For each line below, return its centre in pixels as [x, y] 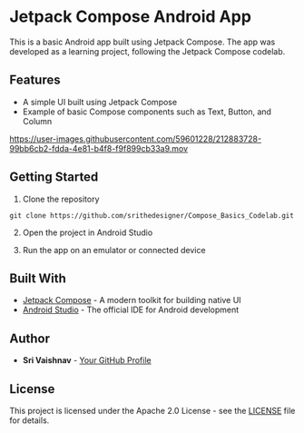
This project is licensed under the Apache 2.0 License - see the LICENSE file [152, 411]
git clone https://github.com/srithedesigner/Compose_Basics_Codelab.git [152, 215]
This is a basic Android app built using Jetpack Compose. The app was [142, 42]
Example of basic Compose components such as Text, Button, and [147, 112]
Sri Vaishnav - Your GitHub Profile [87, 360]
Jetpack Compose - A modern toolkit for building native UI [132, 300]
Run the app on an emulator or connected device [114, 250]
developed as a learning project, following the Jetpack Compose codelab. [147, 51]
